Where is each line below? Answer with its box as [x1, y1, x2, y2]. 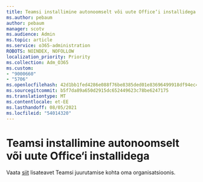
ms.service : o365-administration [6, 43, 91, 49]
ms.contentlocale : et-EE [6, 99, 69, 105]
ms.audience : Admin [6, 31, 56, 37]
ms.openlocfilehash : [6, 82, 59, 88]
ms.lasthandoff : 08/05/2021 [6, 104, 77, 111]
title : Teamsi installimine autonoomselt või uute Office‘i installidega [6, 8, 196, 15]
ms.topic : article [6, 37, 53, 43]
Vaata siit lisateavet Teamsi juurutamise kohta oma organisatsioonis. [6, 169, 176, 176]
